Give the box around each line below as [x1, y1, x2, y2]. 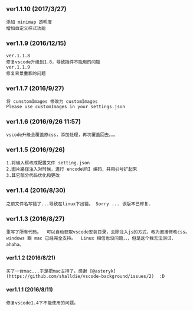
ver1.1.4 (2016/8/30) [6, 186, 66, 195]
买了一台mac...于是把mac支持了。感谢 [6, 268, 87, 274]
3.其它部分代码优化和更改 [6, 173, 60, 179]
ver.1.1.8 [6, 53, 31, 59]
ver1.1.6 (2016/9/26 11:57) [6, 117, 81, 125]
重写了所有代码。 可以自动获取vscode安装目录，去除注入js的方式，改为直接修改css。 [6, 229, 190, 235]
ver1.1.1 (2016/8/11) [6, 286, 53, 293]
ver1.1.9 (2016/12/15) [6, 39, 67, 47]
